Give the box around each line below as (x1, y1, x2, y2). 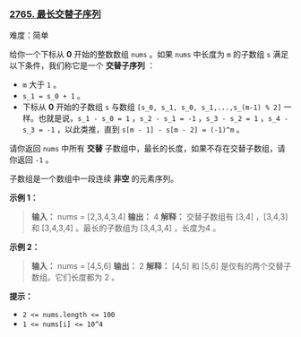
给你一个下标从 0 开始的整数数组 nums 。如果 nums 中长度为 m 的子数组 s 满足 (9, 49, 289, 60)
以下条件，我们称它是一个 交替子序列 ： (9, 60, 155, 71)
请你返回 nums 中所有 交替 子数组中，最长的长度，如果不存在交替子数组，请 (9, 143, 286, 154)
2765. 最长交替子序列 (9, 7, 101, 20)
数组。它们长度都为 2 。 (30, 272, 120, 283)
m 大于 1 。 (21, 79, 61, 91)
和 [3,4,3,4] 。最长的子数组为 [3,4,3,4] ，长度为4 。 (30, 222, 221, 234)
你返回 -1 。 (9, 154, 54, 165)
